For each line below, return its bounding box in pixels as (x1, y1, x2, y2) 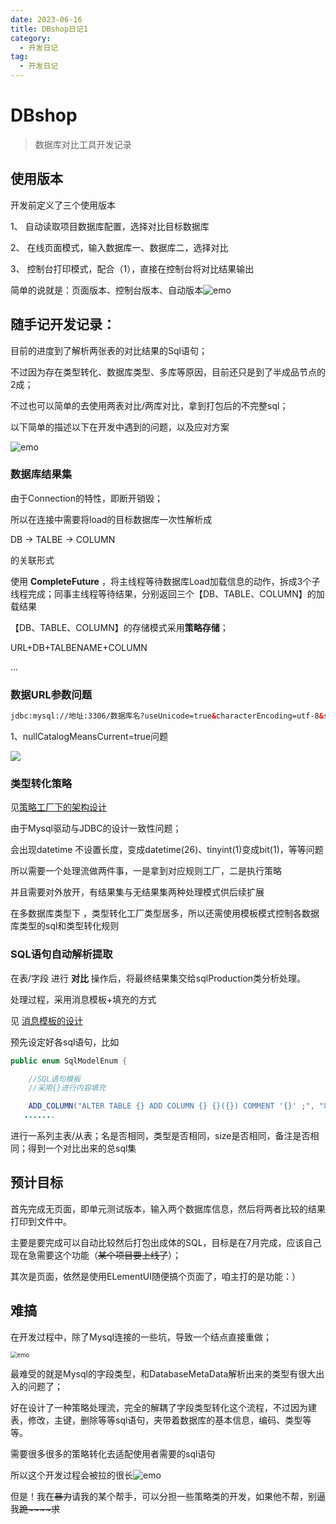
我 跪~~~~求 (10, 1502, 61, 1515)
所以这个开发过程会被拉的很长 (10, 1469, 133, 1481)
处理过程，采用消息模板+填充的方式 (10, 993, 157, 1005)
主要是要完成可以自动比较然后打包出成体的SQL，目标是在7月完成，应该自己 (10, 1236, 322, 1248)
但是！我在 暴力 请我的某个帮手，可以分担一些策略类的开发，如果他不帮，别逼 (10, 1490, 326, 1502)
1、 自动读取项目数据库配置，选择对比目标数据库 (10, 220, 210, 232)
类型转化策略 (10, 776, 73, 790)
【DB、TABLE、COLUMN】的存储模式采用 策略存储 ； (10, 621, 229, 633)
